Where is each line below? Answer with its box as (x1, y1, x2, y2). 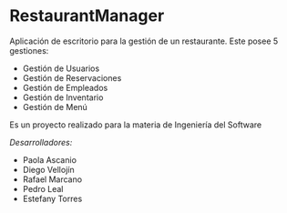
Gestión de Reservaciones (22, 72, 122, 83)
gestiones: (9, 45, 49, 56)
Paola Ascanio (22, 154, 77, 165)
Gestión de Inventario (22, 92, 104, 103)
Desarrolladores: (9, 137, 73, 147)
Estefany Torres (22, 193, 83, 204)
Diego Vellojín (22, 164, 75, 175)
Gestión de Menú (22, 101, 88, 112)
